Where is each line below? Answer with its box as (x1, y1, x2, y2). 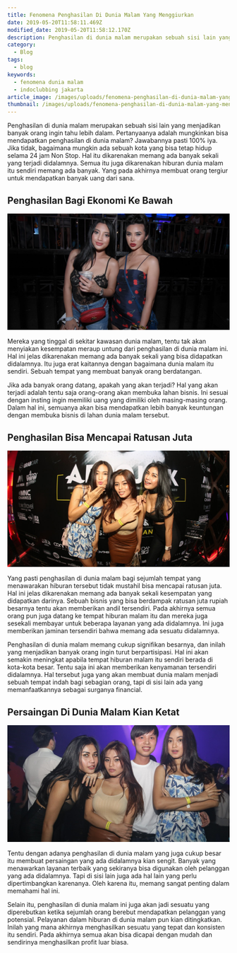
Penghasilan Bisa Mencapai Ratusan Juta (7, 432, 193, 444)
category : (7, 41, 37, 49)
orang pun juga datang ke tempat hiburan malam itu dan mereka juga (7, 612, 208, 620)
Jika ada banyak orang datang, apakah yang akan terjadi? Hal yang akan (7, 381, 219, 389)
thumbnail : (7, 101, 39, 108)
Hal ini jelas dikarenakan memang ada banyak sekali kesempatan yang (7, 589, 212, 598)
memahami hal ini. (7, 886, 60, 895)
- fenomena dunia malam (13, 79, 83, 86)
